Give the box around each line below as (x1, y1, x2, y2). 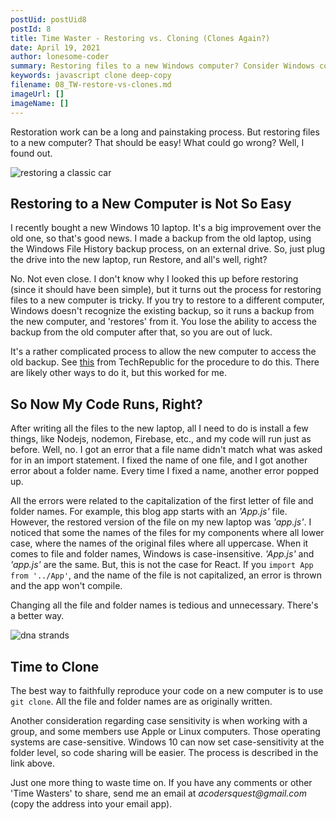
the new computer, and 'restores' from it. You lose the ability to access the (10, 316, 317, 328)
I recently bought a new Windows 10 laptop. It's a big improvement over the (10, 222, 322, 234)
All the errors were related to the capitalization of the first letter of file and (10, 495, 314, 507)
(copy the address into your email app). (10, 797, 173, 810)
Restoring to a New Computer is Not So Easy (10, 195, 292, 212)
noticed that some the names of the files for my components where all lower (10, 527, 325, 539)
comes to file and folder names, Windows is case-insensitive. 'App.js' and (10, 548, 315, 560)
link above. (10, 757, 56, 769)
